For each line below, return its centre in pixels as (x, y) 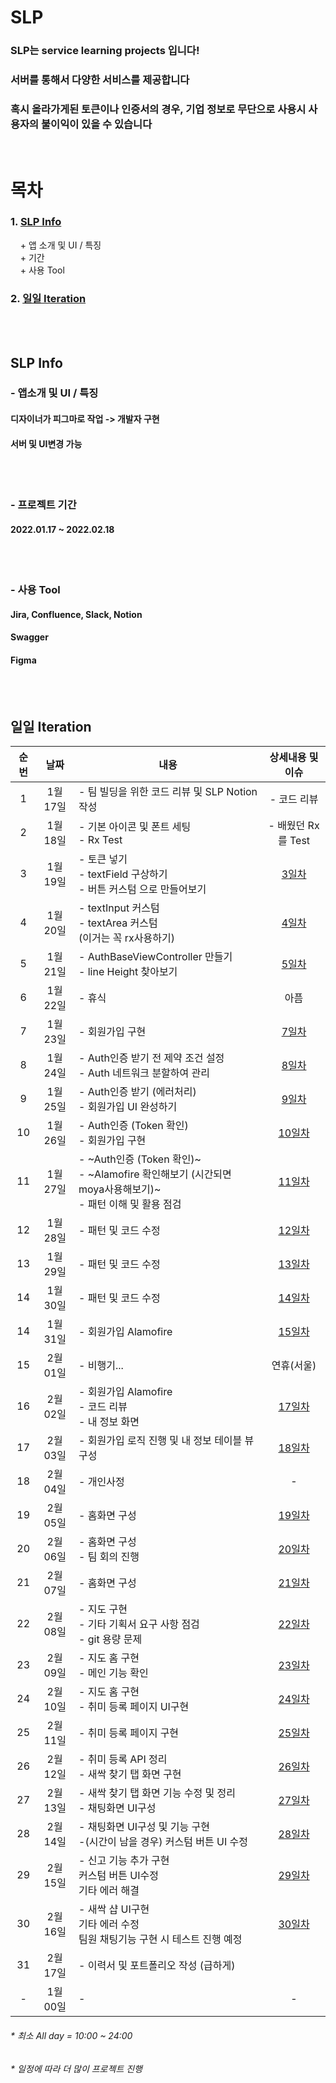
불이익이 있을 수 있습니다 (97, 124)
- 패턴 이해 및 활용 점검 (130, 1204)
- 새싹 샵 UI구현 (114, 1909)
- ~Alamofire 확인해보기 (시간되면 (155, 1174)
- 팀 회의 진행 (109, 1557)
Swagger (29, 637)
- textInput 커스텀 (119, 908)
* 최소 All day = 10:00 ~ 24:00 (71, 2036)
